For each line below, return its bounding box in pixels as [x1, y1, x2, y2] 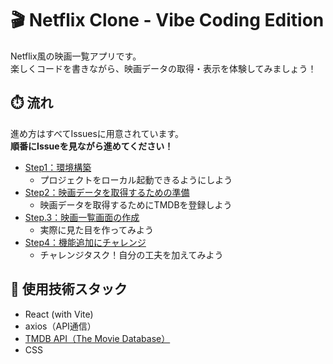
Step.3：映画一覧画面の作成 [24, 211, 140, 223]
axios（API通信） [24, 320, 97, 332]
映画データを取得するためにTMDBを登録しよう [39, 198, 233, 211]
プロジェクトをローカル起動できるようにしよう [39, 173, 233, 186]
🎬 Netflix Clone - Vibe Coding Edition [10, 9, 325, 32]
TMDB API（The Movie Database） [24, 332, 171, 344]
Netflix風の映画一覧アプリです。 [10, 50, 142, 62]
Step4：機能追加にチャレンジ [24, 236, 147, 248]
